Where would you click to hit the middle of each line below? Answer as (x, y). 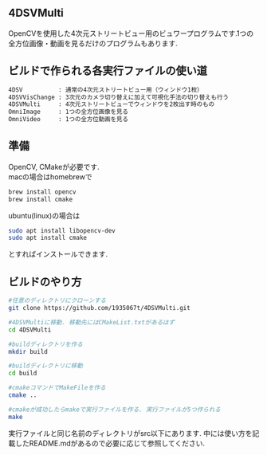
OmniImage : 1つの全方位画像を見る (69, 112)
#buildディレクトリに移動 (46, 366)
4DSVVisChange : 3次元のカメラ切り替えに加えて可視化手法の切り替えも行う (119, 97)
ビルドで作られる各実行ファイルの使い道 (108, 71)
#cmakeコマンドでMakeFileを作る (57, 388)
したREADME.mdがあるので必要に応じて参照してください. (110, 443)
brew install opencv (43, 192)
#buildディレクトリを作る (46, 344)
